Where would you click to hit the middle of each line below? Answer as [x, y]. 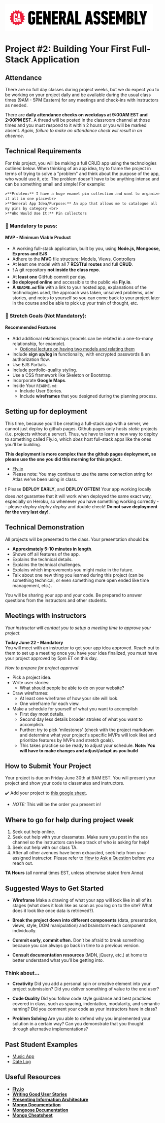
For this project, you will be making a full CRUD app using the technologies [81, 163]
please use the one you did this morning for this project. [64, 459]
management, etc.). [32, 585]
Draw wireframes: [30, 693]
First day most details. [42, 714]
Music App [23, 1056]
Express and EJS [30, 253]
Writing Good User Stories [40, 1094]
